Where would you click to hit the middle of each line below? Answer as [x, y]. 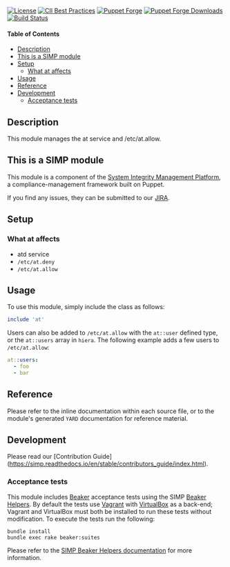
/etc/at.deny [36, 262]
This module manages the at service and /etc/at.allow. [84, 139]
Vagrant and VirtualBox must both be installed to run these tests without [109, 511]
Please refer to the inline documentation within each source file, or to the [111, 411]
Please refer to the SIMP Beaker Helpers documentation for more [99, 550]
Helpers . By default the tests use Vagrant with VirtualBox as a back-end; [110, 504]
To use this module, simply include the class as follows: [86, 307]
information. [25, 557]
